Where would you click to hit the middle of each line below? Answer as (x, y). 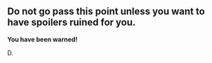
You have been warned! (42, 39)
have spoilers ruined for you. (72, 23)
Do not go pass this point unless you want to (106, 12)
